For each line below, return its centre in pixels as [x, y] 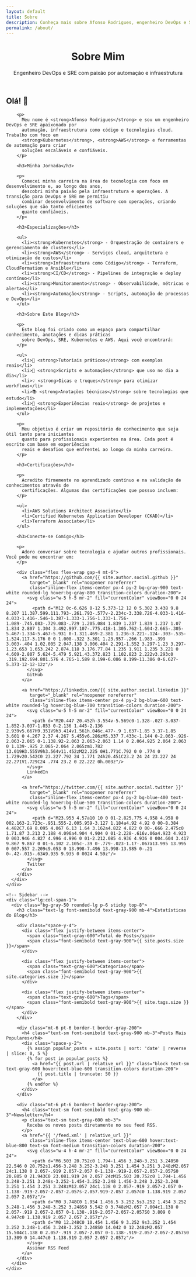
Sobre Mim [98, 57]
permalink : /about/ [30, 28]
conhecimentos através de [37, 485]
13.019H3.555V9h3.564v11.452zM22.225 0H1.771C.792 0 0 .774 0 [83, 751]
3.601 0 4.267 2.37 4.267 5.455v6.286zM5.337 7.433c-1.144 [79, 736]
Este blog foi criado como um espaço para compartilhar [91, 329]
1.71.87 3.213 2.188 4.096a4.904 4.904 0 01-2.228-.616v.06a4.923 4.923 [96, 833]
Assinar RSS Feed [48, 1248]
